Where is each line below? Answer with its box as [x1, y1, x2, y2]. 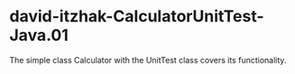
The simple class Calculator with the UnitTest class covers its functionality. [9, 54, 287, 65]
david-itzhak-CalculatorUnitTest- [9, 6, 264, 27]
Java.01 [9, 25, 69, 45]
